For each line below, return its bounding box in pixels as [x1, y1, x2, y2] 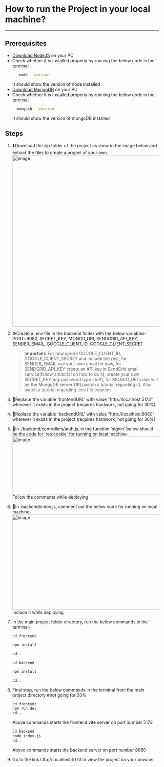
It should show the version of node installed [12, 81, 101, 87]
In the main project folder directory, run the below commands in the [12, 619, 148, 625]
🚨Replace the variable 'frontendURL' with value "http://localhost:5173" [12, 396, 153, 403]
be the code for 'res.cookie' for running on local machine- [12, 431, 129, 437]
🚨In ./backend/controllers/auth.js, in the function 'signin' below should [12, 426, 154, 432]
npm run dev [12, 706, 37, 711]
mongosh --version [17, 106, 54, 111]
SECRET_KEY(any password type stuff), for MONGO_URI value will [24, 377, 158, 383]
